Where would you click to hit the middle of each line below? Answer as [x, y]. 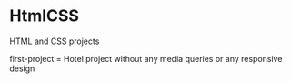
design [22, 68]
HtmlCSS [45, 16]
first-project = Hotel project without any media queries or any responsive [146, 58]
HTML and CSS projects [55, 41]
